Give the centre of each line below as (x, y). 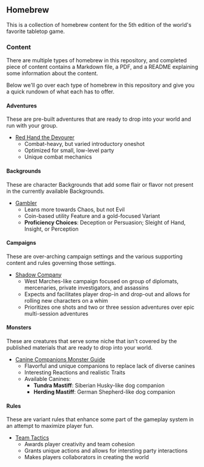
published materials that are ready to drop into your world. (79, 347)
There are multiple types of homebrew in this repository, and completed (97, 60)
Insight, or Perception (51, 229)
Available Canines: (48, 378)
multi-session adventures (56, 313)
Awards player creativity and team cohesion (79, 444)
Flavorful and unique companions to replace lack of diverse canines (110, 366)
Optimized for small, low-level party (69, 150)
